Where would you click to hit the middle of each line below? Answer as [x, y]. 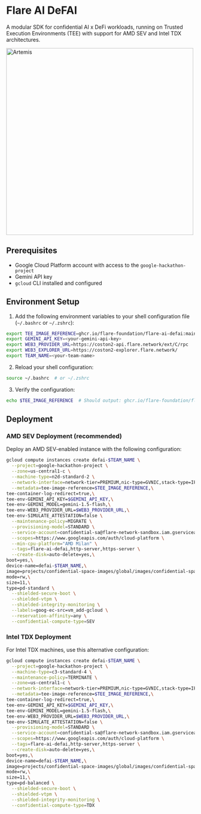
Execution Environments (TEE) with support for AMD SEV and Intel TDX [94, 33]
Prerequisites [32, 251]
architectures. [23, 39]
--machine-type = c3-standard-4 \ [52, 672]
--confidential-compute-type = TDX [53, 805]
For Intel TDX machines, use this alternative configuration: [78, 650]
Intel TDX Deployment [39, 636]
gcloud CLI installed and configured [59, 283]
